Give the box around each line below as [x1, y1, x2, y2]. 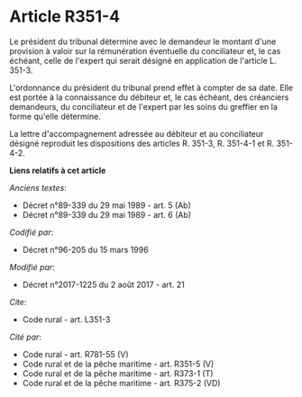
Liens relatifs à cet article [9, 165, 106, 176]
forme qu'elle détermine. [9, 111, 101, 122]
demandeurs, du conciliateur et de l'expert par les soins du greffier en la [9, 101, 278, 112]
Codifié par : [9, 227, 54, 238]
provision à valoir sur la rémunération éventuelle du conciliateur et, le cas [9, 45, 281, 56]
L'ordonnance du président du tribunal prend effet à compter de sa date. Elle [9, 82, 294, 93]
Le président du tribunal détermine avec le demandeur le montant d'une [9, 36, 277, 47]
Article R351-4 [9, 6, 121, 27]
